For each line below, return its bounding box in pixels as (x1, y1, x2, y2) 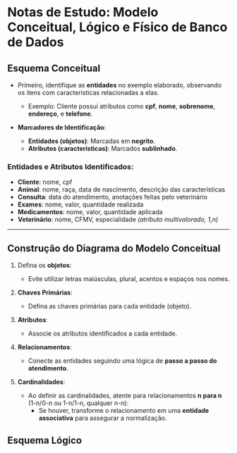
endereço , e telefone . (28, 110, 93, 118)
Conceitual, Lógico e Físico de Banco (7, 19, 228, 35)
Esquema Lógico (7, 434, 83, 446)
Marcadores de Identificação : (17, 123, 107, 131)
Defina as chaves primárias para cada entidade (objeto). (28, 302, 192, 311)
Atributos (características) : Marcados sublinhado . (28, 144, 178, 152)
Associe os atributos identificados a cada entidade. (28, 329, 178, 338)
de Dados (7, 35, 64, 50)
